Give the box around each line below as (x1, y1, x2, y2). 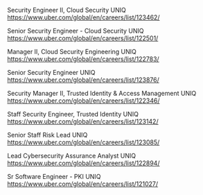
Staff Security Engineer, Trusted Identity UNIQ (7, 110, 139, 118)
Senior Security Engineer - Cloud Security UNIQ (7, 27, 144, 35)
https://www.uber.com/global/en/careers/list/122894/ (7, 159, 160, 167)
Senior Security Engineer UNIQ (7, 69, 96, 76)
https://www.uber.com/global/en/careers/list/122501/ (7, 34, 159, 42)
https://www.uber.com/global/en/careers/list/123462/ (7, 13, 160, 22)
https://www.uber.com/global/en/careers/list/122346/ (7, 96, 160, 105)
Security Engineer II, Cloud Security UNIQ (7, 6, 126, 14)
